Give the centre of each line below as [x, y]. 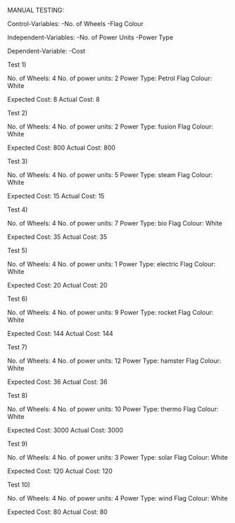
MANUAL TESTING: [36, 10]
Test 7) [18, 347]
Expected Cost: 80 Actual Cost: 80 [57, 512]
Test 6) [18, 299]
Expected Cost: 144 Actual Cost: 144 [61, 334]
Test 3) [18, 161]
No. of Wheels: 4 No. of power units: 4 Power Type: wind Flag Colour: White [118, 498]
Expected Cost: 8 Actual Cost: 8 [53, 99]
